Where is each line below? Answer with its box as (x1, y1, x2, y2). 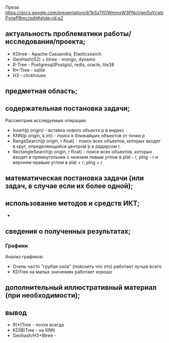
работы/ (103, 30, 132, 38)
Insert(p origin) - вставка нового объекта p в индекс (12, 127, 125, 133)
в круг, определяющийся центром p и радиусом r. (12, 143, 121, 149)
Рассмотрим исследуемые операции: (5, 118, 87, 124)
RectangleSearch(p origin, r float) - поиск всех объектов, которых (12, 149, 153, 155)
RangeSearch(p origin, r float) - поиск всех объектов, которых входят (12, 138, 161, 144)
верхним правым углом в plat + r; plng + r (12, 159, 102, 165)
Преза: (5, 5, 20, 10)
